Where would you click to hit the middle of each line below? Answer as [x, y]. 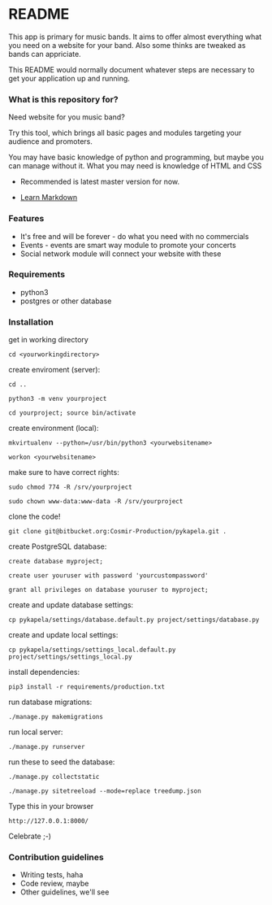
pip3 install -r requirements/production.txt [86, 687]
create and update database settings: [71, 605]
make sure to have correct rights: [64, 472]
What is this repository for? [64, 99]
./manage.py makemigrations [56, 717]
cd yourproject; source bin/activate [72, 413]
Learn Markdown [49, 198]
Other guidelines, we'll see [65, 892]
